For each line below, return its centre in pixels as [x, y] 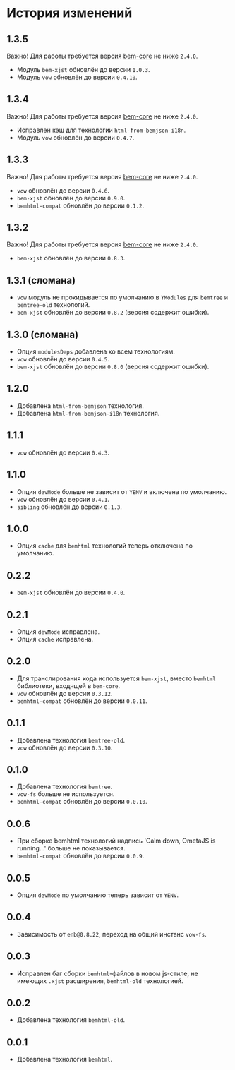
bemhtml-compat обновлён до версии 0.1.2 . [80, 205]
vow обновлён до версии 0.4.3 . [63, 452]
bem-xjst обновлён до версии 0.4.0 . [71, 593]
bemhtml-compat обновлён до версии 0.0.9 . [80, 856]
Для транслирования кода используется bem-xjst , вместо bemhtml [116, 678]
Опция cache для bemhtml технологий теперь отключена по [105, 546]
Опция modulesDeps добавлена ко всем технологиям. [96, 351]
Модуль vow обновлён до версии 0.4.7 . [76, 137]
